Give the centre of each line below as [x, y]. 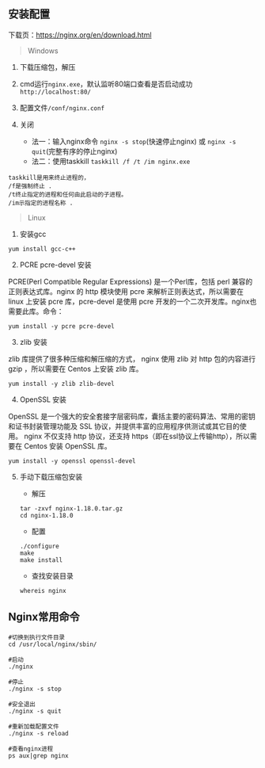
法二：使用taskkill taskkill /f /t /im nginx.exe [111, 161]
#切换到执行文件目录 [37, 637]
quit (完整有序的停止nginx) [74, 151]
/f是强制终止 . [30, 186]
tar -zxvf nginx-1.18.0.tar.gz [71, 508]
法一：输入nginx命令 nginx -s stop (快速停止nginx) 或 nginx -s [134, 141]
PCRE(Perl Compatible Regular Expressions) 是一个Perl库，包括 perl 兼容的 [131, 281]
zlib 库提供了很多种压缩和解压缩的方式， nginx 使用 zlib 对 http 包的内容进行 [132, 358]
